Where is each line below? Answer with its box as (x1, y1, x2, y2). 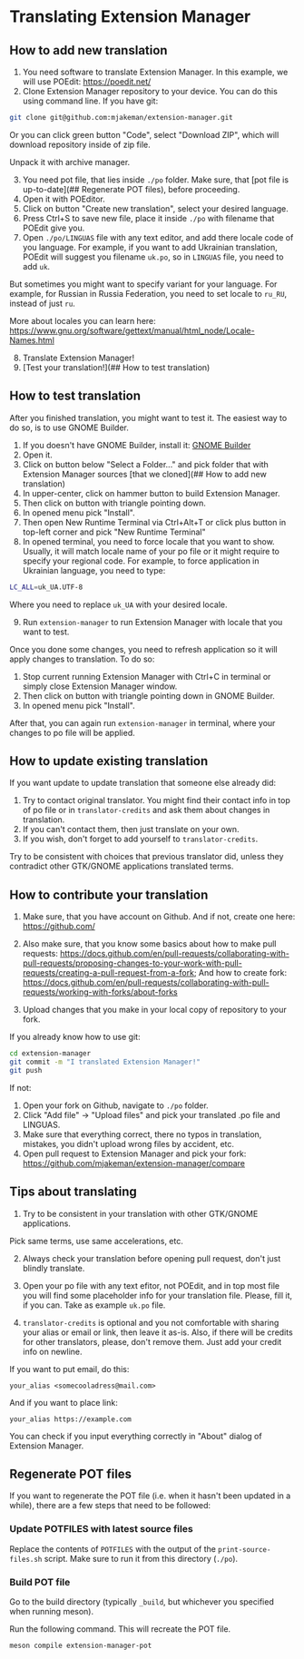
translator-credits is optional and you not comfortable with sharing (22, 1317, 279, 1328)
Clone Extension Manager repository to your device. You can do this (22, 86, 279, 96)
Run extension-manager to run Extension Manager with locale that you (22, 616, 283, 627)
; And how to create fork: (193, 967, 288, 978)
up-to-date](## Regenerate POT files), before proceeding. (22, 183, 240, 194)
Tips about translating (9, 1184, 138, 1200)
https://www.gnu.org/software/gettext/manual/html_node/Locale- (9, 325, 256, 336)
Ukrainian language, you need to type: (22, 564, 166, 575)
